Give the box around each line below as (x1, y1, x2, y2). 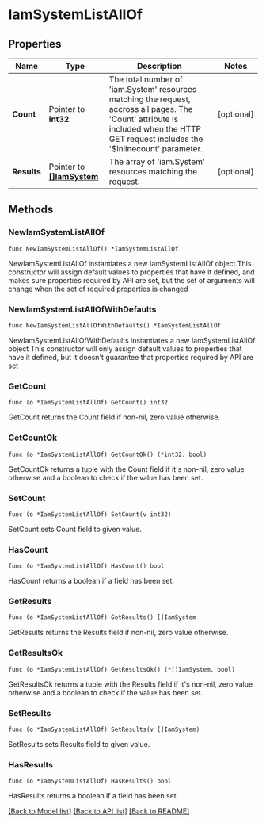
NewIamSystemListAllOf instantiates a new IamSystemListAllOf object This (8, 258, 252, 268)
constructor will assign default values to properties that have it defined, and (8, 267, 255, 277)
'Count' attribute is (108, 113, 178, 124)
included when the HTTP (108, 124, 202, 134)
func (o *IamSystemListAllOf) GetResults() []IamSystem (8, 614, 196, 622)
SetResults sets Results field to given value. (8, 740, 150, 749)
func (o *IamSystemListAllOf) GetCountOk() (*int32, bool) (8, 450, 207, 458)
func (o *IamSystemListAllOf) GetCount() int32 (8, 399, 169, 407)
